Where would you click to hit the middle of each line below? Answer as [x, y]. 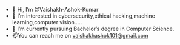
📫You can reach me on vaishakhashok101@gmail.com [80, 36]
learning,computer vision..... [47, 22]
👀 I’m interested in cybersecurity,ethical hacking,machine [84, 16]
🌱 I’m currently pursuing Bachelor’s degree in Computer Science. [93, 29]
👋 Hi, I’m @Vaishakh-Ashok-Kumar [55, 9]
